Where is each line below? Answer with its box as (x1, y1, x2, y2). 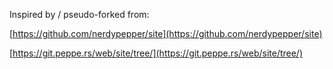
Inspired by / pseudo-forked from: (9, 9, 150, 20)
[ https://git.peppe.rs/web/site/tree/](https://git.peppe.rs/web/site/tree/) (9, 47, 304, 59)
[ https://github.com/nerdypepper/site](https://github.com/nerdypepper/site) (9, 28, 323, 39)
